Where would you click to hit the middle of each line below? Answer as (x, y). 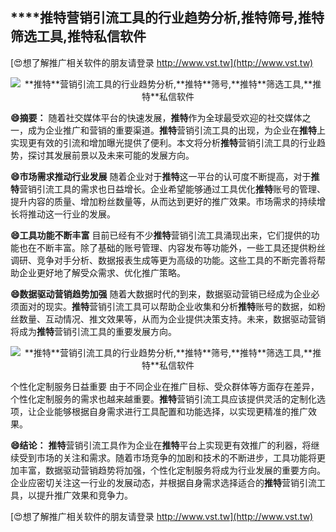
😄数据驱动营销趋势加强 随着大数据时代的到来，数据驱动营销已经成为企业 (161, 294)
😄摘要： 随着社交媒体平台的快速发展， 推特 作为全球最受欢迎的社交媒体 (156, 117)
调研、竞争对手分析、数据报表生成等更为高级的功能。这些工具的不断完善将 (163, 260)
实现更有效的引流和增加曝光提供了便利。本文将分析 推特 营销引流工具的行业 (163, 142)
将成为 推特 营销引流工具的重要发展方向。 (93, 331)
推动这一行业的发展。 (71, 214)
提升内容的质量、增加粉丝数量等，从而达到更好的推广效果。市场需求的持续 (163, 201)
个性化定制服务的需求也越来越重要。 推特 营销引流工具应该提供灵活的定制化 (163, 399)
